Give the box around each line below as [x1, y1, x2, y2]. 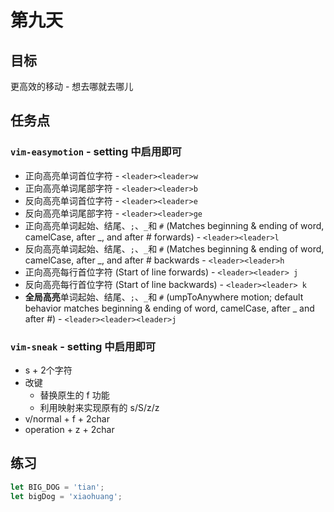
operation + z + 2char [24, 423, 115, 435]
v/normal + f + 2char [24, 412, 110, 425]
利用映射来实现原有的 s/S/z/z [39, 401, 160, 413]
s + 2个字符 [24, 364, 73, 376]
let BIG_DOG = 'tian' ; [10, 482, 105, 492]
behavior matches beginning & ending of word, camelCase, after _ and [24, 302, 315, 314]
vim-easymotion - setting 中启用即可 [10, 145, 182, 159]
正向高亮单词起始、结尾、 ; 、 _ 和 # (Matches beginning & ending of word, [24, 219, 325, 231]
